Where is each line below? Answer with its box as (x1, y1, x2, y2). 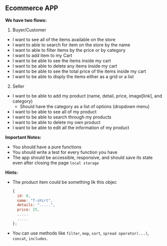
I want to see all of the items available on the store (12, 36, 116, 42)
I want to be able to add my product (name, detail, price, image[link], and (12, 93, 162, 99)
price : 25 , (17, 207, 40, 212)
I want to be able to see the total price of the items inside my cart (12, 68, 146, 74)
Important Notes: (5, 134, 41, 140)
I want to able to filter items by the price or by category (12, 47, 126, 53)
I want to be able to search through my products (12, 114, 112, 120)
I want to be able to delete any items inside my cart (12, 63, 117, 69)
